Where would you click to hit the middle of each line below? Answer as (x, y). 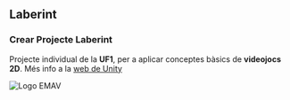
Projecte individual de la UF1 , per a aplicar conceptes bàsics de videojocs (145, 59)
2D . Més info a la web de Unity (66, 68)
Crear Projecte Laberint (61, 40)
